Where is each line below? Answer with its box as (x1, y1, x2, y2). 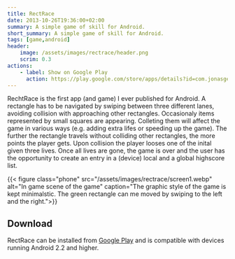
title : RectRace (7, 10, 55, 17)
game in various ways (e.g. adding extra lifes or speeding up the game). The (7, 124, 227, 133)
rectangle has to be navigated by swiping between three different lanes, (7, 102, 215, 111)
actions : (7, 62, 33, 69)
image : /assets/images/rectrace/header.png (20, 50, 149, 57)
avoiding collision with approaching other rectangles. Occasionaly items (7, 109, 215, 118)
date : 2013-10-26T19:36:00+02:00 (7, 17, 105, 24)
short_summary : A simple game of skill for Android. (7, 29, 164, 37)
